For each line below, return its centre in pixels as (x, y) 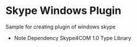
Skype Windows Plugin (63, 11)
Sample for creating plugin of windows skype (61, 27)
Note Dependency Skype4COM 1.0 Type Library (73, 38)
